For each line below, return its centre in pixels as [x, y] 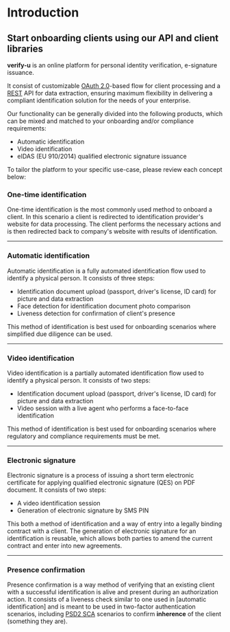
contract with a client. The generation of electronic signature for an [102, 531]
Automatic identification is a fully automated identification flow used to [106, 271]
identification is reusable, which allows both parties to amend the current [110, 539]
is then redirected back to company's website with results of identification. [112, 232]
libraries [25, 48]
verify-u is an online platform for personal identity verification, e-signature [112, 65]
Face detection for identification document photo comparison [104, 306]
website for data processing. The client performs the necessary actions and [114, 224]
